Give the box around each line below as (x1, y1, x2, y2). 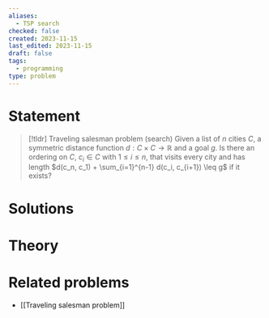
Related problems (8, 273, 130, 291)
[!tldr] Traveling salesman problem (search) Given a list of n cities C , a (28, 134, 262, 143)
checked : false (8, 27, 60, 35)
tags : (8, 57, 27, 66)
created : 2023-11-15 (8, 34, 79, 43)
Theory (8, 236, 59, 255)
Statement (8, 107, 81, 125)
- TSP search (15, 19, 60, 28)
